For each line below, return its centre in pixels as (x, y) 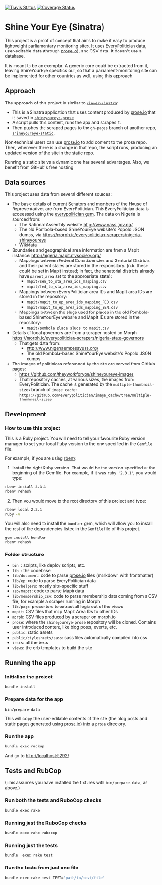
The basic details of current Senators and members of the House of (80, 204)
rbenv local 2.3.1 (23, 510)
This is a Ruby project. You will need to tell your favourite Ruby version (75, 439)
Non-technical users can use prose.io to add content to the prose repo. (76, 142)
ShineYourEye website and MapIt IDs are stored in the (87, 317)
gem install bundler (26, 538)
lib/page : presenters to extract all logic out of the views (67, 606)
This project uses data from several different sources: (59, 194)
